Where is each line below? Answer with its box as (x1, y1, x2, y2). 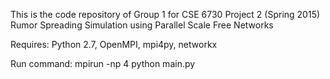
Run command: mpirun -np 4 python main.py (10, 58, 196, 69)
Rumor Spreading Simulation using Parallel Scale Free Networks (10, 19, 274, 31)
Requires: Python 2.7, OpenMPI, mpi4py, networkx (10, 39, 218, 50)
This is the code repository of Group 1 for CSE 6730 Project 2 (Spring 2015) (10, 9, 321, 20)
